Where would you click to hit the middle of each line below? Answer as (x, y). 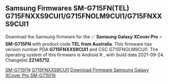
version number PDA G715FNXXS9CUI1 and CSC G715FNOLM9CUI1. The (82, 49)
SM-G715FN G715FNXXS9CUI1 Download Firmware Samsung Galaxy (77, 70)
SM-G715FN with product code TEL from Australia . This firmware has (79, 44)
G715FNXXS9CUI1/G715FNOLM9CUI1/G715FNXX (84, 16)
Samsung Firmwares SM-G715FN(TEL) (67, 8)
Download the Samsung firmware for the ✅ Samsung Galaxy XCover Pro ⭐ (84, 36)
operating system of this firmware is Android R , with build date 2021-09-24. (85, 55)
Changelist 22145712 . (28, 60)
